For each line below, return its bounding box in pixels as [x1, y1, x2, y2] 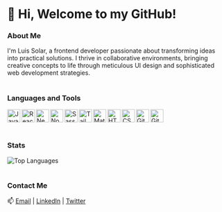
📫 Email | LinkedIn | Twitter [7, 197, 86, 205]
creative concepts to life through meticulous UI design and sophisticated [7, 62, 215, 70]
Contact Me [7, 180, 48, 190]
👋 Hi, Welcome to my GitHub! [7, 6, 177, 22]
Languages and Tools [7, 93, 81, 103]
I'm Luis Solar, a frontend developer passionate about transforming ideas [7, 46, 216, 55]
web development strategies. [7, 69, 90, 77]
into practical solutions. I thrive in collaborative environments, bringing [7, 54, 208, 62]
